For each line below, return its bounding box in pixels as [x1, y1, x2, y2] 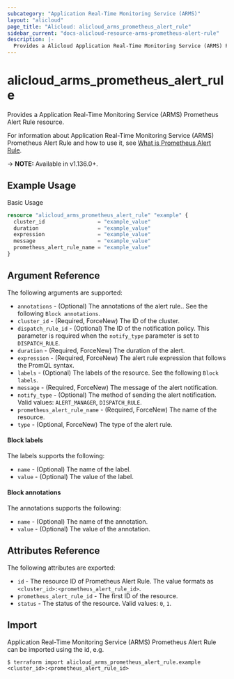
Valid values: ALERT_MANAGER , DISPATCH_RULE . [17, 398, 142, 406]
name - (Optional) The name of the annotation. [17, 517, 148, 526]
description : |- [7, 36, 54, 43]
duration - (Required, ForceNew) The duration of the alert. [17, 346, 185, 354]
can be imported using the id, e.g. [7, 645, 104, 653]
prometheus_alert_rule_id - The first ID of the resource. [17, 591, 178, 600]
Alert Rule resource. [7, 118, 65, 126]
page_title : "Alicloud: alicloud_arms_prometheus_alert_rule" [7, 23, 192, 30]
